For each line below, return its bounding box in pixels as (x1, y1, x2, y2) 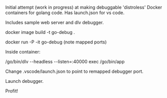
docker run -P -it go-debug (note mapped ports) (5, 39, 107, 45)
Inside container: (5, 49, 41, 55)
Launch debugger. (5, 78, 44, 84)
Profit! (5, 88, 18, 94)
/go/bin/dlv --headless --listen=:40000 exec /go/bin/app (5, 59, 125, 65)
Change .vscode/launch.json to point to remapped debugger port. (5, 68, 144, 74)
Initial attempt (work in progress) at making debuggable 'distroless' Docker (5, 5, 162, 10)
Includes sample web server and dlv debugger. (5, 20, 104, 25)
